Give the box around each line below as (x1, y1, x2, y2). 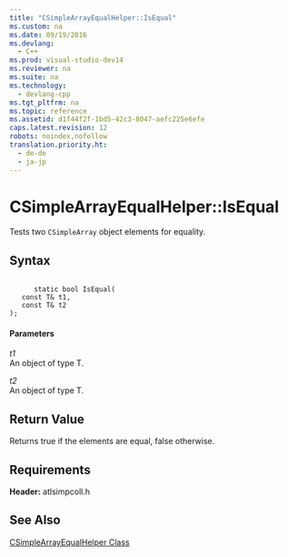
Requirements (9, 461, 91, 478)
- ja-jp (17, 157, 47, 167)
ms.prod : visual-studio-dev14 (9, 56, 124, 65)
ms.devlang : (9, 38, 55, 48)
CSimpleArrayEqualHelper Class (9, 536, 130, 547)
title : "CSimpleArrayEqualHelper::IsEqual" (9, 13, 177, 23)
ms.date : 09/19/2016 (9, 30, 88, 39)
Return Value (9, 411, 84, 427)
